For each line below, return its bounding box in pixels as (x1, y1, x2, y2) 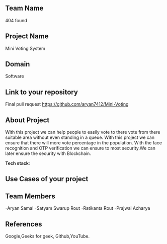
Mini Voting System (5, 45, 45, 51)
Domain (5, 60, 30, 68)
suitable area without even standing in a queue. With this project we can (5, 134, 155, 140)
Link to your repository (5, 88, 78, 96)
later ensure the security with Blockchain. (5, 150, 92, 156)
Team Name (5, 4, 44, 13)
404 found (5, 17, 28, 23)
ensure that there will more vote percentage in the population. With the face (5, 140, 162, 146)
